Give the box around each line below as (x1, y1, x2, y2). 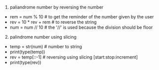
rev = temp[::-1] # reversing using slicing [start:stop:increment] (9, 54, 138, 60)
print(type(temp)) (9, 49, 45, 55)
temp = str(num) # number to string (9, 44, 82, 49)
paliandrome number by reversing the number (9, 4, 104, 10)
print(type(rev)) (9, 60, 41, 65)
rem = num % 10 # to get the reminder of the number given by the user (9, 14, 154, 19)
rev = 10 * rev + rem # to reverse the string (9, 19, 97, 25)
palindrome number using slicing (9, 34, 77, 40)
